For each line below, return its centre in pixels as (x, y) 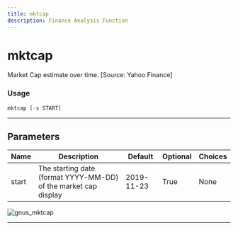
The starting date (67, 168)
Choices (213, 156)
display (50, 195)
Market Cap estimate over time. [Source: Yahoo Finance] (90, 75)
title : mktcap (28, 14)
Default (141, 156)
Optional (177, 156)
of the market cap (68, 186)
